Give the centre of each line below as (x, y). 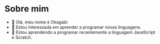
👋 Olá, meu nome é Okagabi (40, 22)
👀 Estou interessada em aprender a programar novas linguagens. (76, 27)
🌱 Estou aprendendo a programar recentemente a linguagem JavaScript (83, 32)
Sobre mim (27, 9)
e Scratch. (22, 37)
